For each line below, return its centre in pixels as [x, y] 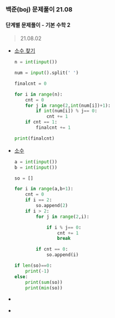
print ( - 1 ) [37, 271]
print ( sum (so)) [44, 282]
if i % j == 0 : [64, 227]
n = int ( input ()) [36, 62]
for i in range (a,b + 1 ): [44, 189]
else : [21, 277]
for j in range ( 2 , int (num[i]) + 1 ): [68, 106]
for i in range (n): [38, 94]
